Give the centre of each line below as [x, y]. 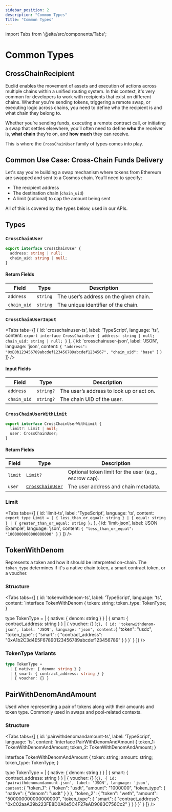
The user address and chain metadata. [114, 487]
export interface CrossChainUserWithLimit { [53, 424]
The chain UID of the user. [91, 399]
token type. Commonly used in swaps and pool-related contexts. [73, 712]
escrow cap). [84, 478]
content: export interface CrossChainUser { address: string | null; [80, 335]
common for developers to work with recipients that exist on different [78, 97]
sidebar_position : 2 [27, 10]
